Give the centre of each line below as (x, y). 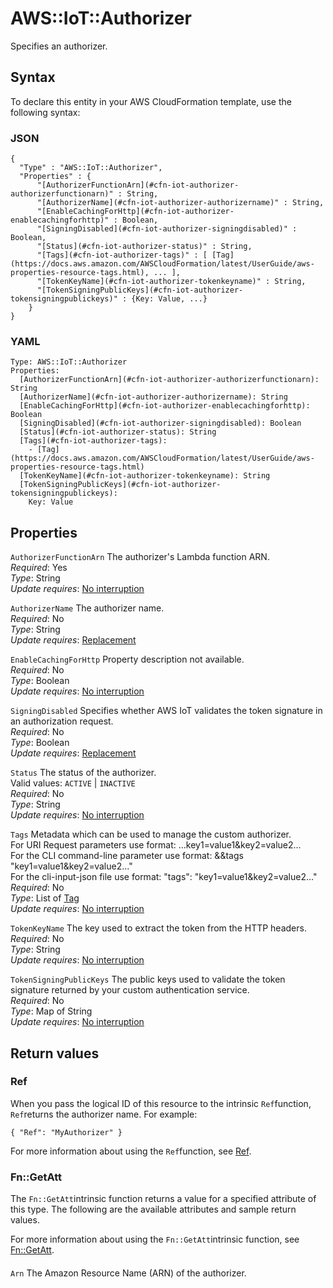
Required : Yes (39, 568)
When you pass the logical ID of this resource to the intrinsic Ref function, (161, 1103)
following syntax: (45, 112)
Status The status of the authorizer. (83, 773)
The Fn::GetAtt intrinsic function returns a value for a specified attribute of (163, 1199)
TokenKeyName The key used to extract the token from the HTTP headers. (158, 928)
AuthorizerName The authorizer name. (87, 608)
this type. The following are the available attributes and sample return (153, 1209)
